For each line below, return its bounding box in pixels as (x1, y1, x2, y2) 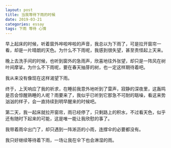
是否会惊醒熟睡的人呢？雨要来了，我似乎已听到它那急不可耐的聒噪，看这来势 (5, 92, 166, 98)
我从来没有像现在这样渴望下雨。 (5, 75, 72, 81)
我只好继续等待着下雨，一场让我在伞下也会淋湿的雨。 (5, 137, 117, 143)
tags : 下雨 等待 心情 (5, 26, 47, 31)
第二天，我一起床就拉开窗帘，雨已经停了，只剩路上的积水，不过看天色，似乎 (5, 109, 166, 116)
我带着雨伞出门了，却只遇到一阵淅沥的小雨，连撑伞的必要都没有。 (5, 126, 144, 132)
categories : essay (5, 21, 44, 27)
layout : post (5, 7, 33, 13)
